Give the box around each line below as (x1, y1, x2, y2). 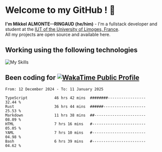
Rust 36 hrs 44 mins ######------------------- (5, 104, 146, 109)
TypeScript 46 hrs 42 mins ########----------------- (5, 95, 146, 100)
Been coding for (5, 74, 56, 82)
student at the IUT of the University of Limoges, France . (5, 26, 120, 32)
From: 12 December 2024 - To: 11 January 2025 (5, 86, 104, 91)
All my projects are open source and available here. (5, 31, 111, 37)
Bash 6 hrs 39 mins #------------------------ (5, 139, 146, 144)
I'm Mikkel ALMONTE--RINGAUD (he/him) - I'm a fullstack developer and (5, 21, 158, 27)
